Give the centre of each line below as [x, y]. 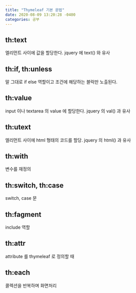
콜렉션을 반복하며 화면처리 [31, 285]
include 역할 [18, 227]
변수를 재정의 [18, 169]
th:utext [18, 127]
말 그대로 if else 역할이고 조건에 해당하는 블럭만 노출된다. [61, 82]
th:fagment [23, 214]
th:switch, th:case [35, 185]
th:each [18, 272]
